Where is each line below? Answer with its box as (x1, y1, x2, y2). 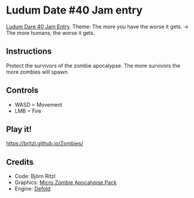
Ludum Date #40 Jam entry (6, 4, 143, 17)
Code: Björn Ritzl (14, 173, 56, 180)
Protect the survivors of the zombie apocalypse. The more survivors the (6, 62, 180, 69)
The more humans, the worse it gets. (6, 29, 95, 36)
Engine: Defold (14, 185, 51, 192)
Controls (6, 85, 39, 95)
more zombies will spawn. (6, 68, 69, 75)
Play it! (6, 124, 32, 134)
